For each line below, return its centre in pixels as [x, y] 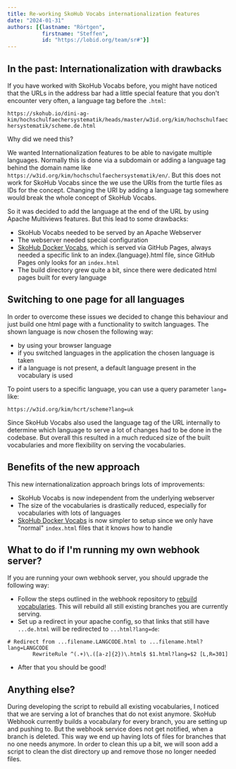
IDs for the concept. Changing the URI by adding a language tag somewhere [118, 190]
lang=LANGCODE [28, 648]
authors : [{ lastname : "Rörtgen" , [56, 27]
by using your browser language [64, 345]
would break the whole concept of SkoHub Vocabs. [82, 198]
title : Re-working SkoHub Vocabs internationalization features [104, 14]
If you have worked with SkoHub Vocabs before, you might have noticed [112, 85]
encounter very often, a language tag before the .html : [87, 100]
